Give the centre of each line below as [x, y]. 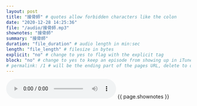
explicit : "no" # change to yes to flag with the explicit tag [85, 55]
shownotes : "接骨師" [30, 33]
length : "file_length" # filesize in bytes [60, 50]
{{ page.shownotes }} [143, 97]
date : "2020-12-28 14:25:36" [42, 22]
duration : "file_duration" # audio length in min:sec [73, 44]
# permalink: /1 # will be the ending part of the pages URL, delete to [97, 66]
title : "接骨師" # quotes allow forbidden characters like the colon [91, 17]
